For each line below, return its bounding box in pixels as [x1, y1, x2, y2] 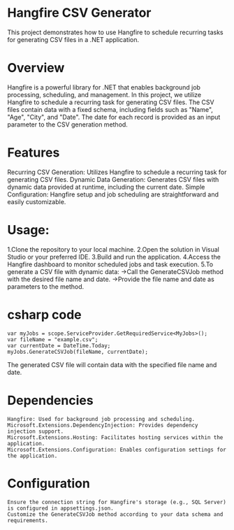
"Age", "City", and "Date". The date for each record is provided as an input [7, 113, 221, 121]
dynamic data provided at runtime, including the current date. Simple [7, 182, 205, 191]
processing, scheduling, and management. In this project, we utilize [7, 90, 202, 99]
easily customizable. [7, 197, 66, 206]
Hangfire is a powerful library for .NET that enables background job [7, 83, 201, 92]
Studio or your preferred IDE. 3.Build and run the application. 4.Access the [7, 252, 221, 261]
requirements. [7, 517, 49, 524]
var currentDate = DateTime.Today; [7, 342, 111, 349]
